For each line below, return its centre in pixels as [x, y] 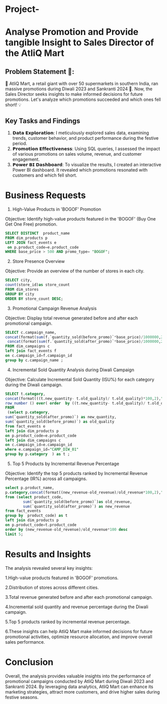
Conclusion [29, 662]
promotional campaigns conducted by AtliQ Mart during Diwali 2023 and [79, 681]
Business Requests [45, 195]
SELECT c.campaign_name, [31, 332]
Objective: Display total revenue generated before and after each [72, 318]
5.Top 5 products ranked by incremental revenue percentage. [68, 622]
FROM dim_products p [27, 238]
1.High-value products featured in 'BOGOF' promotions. [62, 578]
